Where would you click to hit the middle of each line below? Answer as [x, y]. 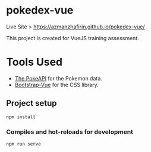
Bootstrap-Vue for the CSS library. [57, 85]
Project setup [32, 103]
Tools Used [34, 62]
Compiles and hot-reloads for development [70, 132]
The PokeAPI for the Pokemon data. [58, 78]
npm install [21, 117]
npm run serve [24, 144]
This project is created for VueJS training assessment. [73, 38]
